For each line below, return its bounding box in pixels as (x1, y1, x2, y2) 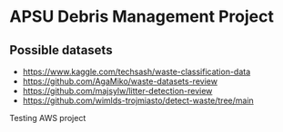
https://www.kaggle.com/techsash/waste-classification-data (22, 66, 251, 77)
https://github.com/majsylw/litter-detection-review (22, 86, 213, 96)
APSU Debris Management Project (9, 6, 275, 27)
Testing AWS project (9, 113, 86, 123)
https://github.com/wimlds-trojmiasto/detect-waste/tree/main (22, 95, 255, 106)
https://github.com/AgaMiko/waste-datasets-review (22, 76, 218, 87)
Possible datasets (9, 42, 113, 58)
